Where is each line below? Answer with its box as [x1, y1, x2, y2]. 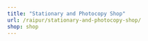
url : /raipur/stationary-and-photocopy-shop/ [7, 17, 141, 24]
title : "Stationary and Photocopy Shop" [7, 10, 126, 17]
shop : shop [7, 23, 39, 30]
